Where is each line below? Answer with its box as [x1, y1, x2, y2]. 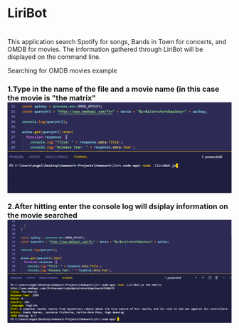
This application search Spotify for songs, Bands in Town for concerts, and [7, 38, 227, 46]
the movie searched [7, 210, 78, 220]
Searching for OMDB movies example [7, 66, 117, 75]
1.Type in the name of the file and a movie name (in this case [7, 84, 220, 94]
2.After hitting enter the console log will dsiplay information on [7, 201, 229, 211]
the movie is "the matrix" [7, 93, 96, 103]
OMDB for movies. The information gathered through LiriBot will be [7, 45, 203, 54]
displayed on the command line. [7, 53, 101, 61]
